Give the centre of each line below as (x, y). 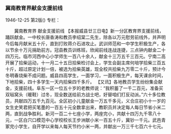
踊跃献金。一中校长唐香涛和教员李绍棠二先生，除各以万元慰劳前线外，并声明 (85, 37)
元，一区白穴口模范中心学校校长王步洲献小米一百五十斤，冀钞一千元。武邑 (83, 120)
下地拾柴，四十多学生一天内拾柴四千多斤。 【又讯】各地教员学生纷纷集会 (82, 82)
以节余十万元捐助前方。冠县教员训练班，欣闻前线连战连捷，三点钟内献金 (81, 50)
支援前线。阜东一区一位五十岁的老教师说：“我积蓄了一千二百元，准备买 (89, 88)
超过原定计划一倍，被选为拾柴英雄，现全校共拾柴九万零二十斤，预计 (90, 69)
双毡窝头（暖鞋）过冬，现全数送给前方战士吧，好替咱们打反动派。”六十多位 (83, 95)
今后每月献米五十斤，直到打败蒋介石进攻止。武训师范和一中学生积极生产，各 (85, 44)
